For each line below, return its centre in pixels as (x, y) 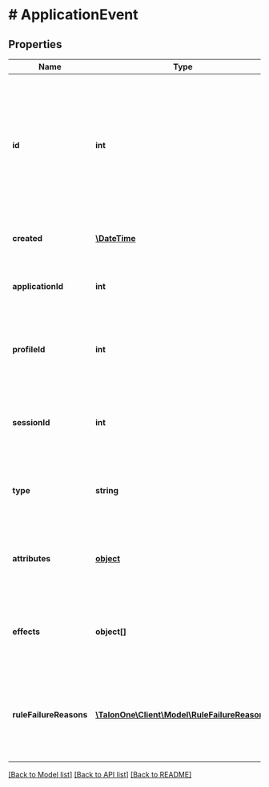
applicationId (38, 286)
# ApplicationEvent (73, 15)
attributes (31, 558)
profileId (29, 349)
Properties (35, 44)
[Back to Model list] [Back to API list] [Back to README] (100, 775)
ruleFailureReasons (50, 715)
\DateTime (116, 238)
